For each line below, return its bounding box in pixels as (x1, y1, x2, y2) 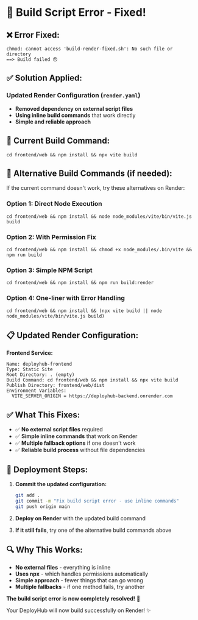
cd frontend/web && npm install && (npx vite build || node (6, 307, 163, 314)
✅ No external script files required (15, 426, 104, 433)
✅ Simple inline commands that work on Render (15, 433, 138, 440)
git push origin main (15, 503, 70, 510)
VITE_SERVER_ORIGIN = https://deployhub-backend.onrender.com (12, 393, 173, 399)
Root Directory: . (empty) (6, 372, 75, 378)
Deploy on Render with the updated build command (15, 514, 146, 522)
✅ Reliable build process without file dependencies (15, 447, 145, 454)
